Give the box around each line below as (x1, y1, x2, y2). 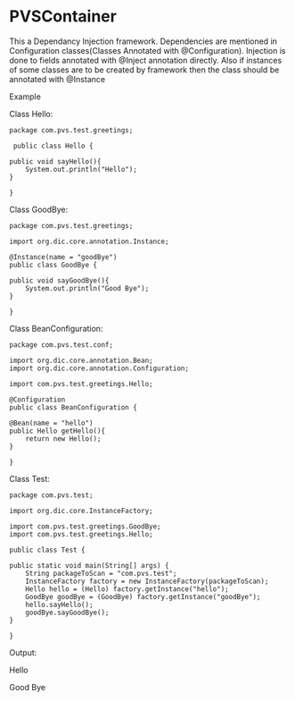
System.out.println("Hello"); (25, 165, 138, 173)
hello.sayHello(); (25, 600, 94, 609)
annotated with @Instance (9, 73, 105, 84)
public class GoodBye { (9, 260, 98, 269)
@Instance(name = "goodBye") (9, 252, 118, 261)
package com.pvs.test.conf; (9, 340, 114, 350)
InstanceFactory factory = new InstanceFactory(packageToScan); (25, 577, 269, 586)
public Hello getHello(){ (9, 427, 105, 435)
